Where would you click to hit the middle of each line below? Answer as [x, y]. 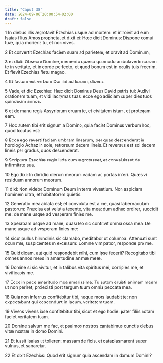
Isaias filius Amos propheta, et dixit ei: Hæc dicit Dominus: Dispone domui [79, 38]
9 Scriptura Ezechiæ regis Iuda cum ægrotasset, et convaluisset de [72, 160]
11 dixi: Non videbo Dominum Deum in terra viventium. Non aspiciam [74, 189]
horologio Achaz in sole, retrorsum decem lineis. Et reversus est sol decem [80, 145]
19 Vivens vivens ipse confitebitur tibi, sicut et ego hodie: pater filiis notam [80, 312]
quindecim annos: [23, 101]
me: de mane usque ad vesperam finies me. [49, 214]
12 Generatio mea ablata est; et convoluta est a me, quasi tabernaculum [77, 204]
